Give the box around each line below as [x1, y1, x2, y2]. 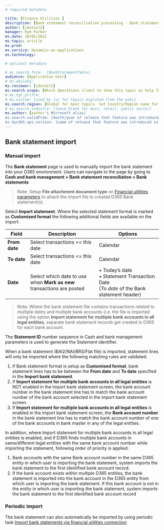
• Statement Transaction [99, 273, 155, 280]
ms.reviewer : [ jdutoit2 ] [5, 83, 56, 88]
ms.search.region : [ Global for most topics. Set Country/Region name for [5, 102, 159, 106]
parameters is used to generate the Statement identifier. [5, 339, 118, 345]
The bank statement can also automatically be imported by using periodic [5, 514, 153, 520]
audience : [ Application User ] [5, 74, 67, 80]
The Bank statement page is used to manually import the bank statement [5, 163, 153, 169]
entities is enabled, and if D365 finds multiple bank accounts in [5, 435, 132, 441]
